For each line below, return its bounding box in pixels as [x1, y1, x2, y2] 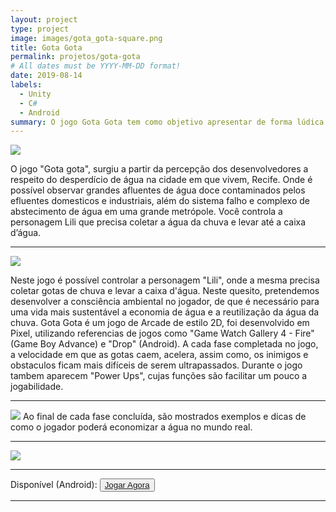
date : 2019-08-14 [10, 71, 83, 81]
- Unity [19, 89, 52, 99]
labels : [10, 80, 43, 90]
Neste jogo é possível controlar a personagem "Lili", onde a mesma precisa [10, 274, 320, 286]
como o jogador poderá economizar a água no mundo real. [10, 421, 253, 433]
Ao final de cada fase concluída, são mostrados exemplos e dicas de [22, 411, 307, 423]
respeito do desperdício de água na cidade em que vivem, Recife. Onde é [10, 174, 313, 186]
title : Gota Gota [10, 42, 83, 53]
